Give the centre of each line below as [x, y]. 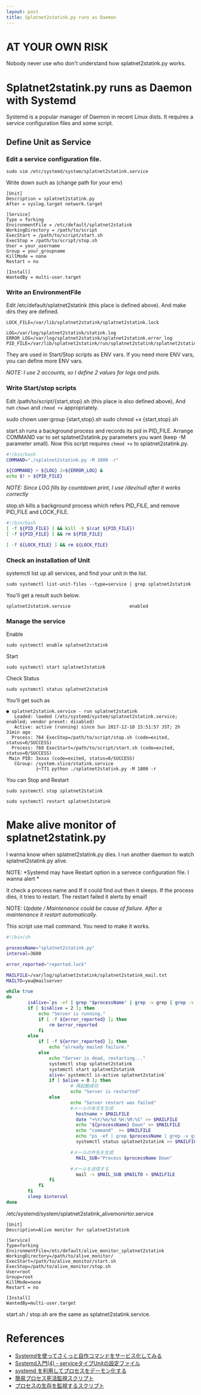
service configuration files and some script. [60, 123]
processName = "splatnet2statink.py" [51, 948]
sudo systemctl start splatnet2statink [56, 668]
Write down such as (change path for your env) [64, 182]
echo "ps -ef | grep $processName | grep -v [132, 1136]
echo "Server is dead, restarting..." [97, 1058]
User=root [19, 1272]
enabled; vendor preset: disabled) [51, 722]
